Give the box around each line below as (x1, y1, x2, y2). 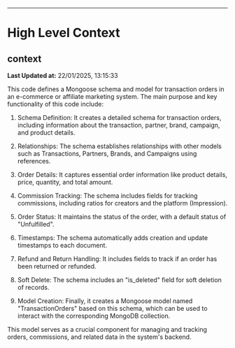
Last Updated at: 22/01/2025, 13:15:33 (7, 72, 118, 79)
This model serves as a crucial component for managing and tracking (7, 326, 208, 333)
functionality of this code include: (7, 100, 104, 108)
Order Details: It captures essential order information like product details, (17, 170, 227, 179)
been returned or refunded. (17, 262, 97, 270)
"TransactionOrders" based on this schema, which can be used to (17, 304, 208, 312)
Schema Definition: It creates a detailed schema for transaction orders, (17, 114, 222, 121)
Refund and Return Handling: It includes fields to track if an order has (17, 255, 218, 263)
